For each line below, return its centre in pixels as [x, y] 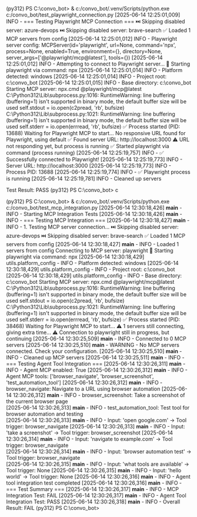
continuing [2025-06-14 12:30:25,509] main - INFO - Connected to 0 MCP [96, 338]
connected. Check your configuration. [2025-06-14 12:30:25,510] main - [94, 351]
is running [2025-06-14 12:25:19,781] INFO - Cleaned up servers [84, 179]
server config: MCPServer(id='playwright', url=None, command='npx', [91, 45]
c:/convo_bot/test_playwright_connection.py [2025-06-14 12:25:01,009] [93, 15]
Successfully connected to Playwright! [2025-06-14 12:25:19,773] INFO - [94, 159]
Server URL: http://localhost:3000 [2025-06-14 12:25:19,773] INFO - [89, 166]
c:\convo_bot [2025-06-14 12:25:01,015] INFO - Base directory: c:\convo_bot [99, 83]
